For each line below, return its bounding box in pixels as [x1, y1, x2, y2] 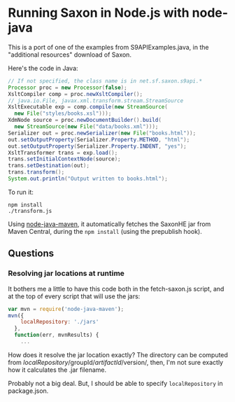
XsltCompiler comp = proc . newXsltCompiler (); [8, 90, 143, 97]
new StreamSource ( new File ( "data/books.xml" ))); [14, 123, 159, 130]
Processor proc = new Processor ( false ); [8, 84, 128, 91]
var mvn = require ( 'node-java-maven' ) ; [8, 305, 124, 312]
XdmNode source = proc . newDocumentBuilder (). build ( [8, 117, 162, 124]
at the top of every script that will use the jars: [8, 292, 141, 300]
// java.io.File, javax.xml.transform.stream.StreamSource [8, 97, 184, 104]
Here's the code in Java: [8, 64, 79, 72]
